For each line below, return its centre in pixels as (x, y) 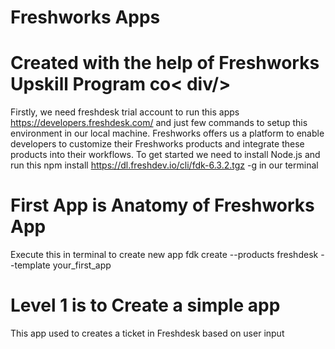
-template (30, 265)
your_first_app (82, 265)
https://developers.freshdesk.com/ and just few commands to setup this (159, 123)
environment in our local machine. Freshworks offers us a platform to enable (167, 133)
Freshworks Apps (85, 17)
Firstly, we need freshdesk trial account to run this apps (125, 112)
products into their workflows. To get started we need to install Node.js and (165, 155)
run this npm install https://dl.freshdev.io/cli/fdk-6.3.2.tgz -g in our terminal (164, 165)
